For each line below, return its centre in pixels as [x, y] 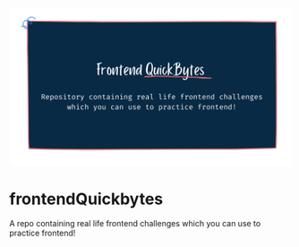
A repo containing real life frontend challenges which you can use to [135, 224]
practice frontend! [43, 233]
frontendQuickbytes [86, 199]
